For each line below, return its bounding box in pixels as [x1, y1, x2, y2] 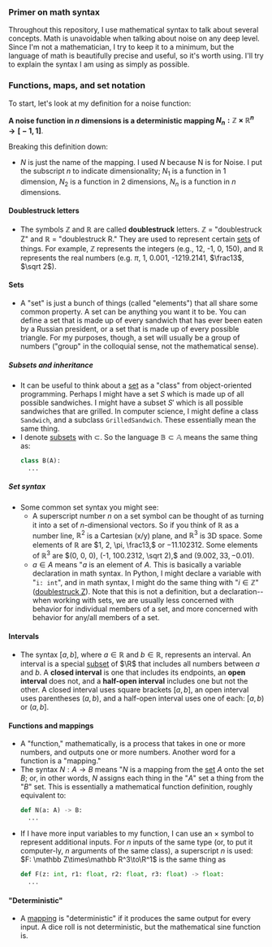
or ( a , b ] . [19, 702, 50, 712]
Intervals [8, 631, 39, 641]
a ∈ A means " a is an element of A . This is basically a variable [32, 560, 242, 570]
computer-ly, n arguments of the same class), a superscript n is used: [19, 846, 253, 856]
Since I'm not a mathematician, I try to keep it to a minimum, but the [8, 42, 235, 52]
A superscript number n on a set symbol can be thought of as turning [32, 510, 264, 520]
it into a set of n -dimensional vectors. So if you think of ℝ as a [32, 519, 240, 530]
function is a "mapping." [19, 756, 101, 766]
